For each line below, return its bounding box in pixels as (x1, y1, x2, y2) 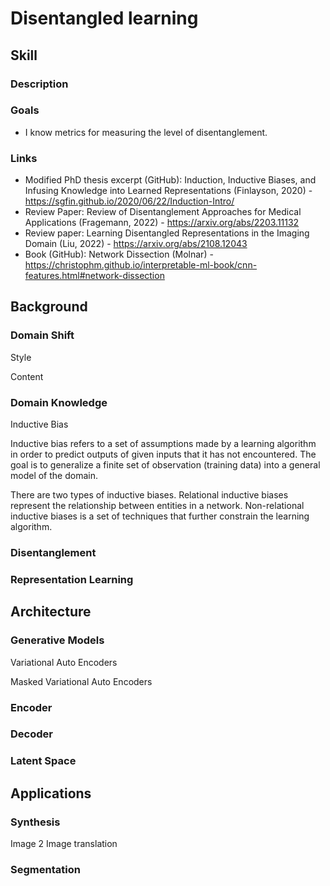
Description (10, 77, 69, 91)
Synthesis (10, 815, 61, 829)
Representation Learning (10, 572, 134, 586)
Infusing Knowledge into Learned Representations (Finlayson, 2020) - (24, 185, 313, 197)
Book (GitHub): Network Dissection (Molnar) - (24, 248, 214, 261)
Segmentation (10, 862, 81, 876)
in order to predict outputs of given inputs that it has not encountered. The (10, 448, 317, 461)
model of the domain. (10, 470, 98, 482)
